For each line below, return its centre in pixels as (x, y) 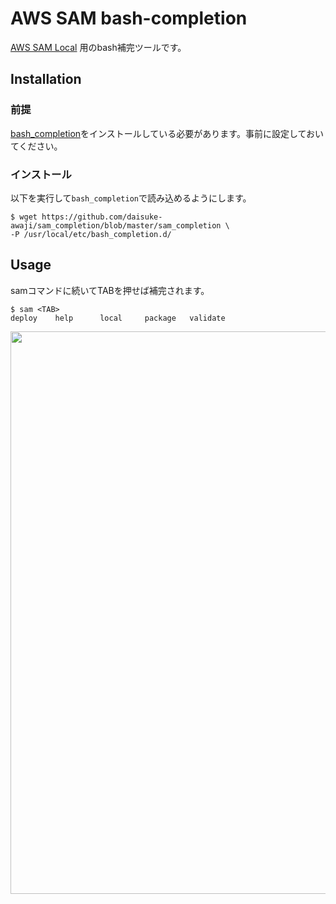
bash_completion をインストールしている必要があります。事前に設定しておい (167, 133)
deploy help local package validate (118, 318)
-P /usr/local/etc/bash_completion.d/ (91, 234)
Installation (46, 79)
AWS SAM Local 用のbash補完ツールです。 (98, 47)
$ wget (24, 217)
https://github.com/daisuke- (102, 217)
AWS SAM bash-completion (129, 18)
